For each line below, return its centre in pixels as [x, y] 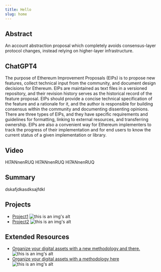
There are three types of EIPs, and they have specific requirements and [77, 114]
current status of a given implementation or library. [56, 135]
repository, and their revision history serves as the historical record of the [79, 94]
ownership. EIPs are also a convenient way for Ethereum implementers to [78, 125]
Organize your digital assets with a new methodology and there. [76, 249]
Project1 [20, 216]
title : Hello [18, 10]
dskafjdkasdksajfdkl [25, 189]
